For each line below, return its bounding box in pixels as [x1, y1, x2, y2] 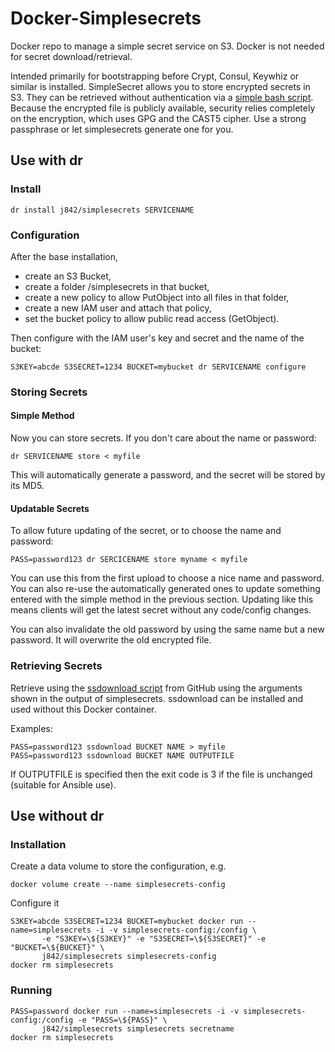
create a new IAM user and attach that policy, [24, 302, 212, 314]
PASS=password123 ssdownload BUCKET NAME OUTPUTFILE [10, 750, 235, 761]
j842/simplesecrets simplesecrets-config [41, 952, 217, 962]
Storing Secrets [10, 385, 88, 399]
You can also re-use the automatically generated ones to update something [10, 583, 321, 595]
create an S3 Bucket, [24, 270, 112, 282]
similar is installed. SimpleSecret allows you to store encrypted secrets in [10, 80, 311, 92]
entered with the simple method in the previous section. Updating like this [10, 593, 314, 606]
